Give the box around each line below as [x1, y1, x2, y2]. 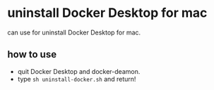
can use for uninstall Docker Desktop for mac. [7, 28, 141, 37]
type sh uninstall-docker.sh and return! [17, 75, 136, 83]
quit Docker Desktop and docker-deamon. [17, 67, 141, 75]
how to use [7, 49, 57, 60]
